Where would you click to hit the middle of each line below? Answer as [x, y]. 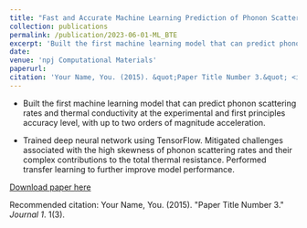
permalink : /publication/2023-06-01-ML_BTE [94, 35]
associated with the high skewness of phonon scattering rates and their [157, 150]
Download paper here [50, 187]
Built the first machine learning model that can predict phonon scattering [159, 103]
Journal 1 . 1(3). [37, 214]
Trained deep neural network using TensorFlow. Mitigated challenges [153, 140]
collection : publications [58, 26]
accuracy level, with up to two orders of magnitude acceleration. [144, 122]
